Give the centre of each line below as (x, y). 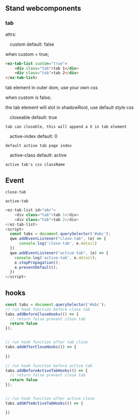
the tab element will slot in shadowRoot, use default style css (69, 108)
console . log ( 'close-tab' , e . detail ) (58, 244)
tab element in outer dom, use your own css (52, 88)
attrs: (11, 34)
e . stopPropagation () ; (37, 263)
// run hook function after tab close (47, 342)
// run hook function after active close (50, 399)
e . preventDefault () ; (36, 267)
